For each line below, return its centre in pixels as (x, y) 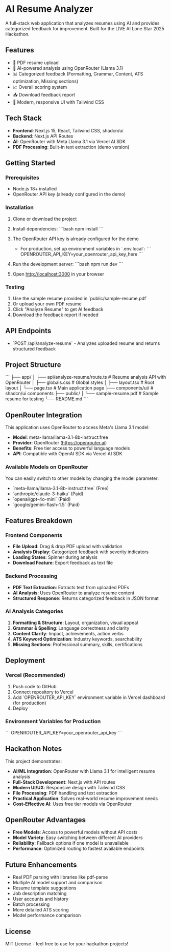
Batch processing (31, 904)
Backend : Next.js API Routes (43, 136)
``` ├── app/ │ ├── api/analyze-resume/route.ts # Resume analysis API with (86, 377)
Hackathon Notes (34, 749)
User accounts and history (41, 899)
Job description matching (40, 893)
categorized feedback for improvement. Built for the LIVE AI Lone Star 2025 (85, 28)
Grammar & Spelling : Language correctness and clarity (71, 628)
